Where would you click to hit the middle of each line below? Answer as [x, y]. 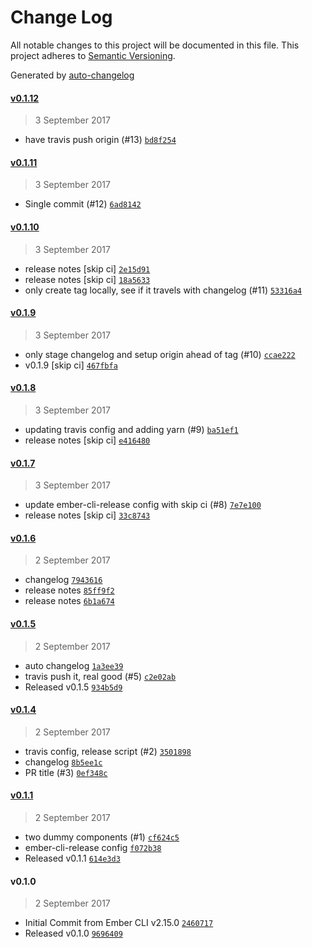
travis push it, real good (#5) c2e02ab [100, 676]
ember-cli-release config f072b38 [93, 847]
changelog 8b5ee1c [63, 762]
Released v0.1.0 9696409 [73, 933]
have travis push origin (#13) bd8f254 [100, 140]
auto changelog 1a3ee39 [74, 665]
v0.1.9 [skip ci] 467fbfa [71, 365]
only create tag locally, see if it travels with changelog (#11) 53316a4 [163, 290]
